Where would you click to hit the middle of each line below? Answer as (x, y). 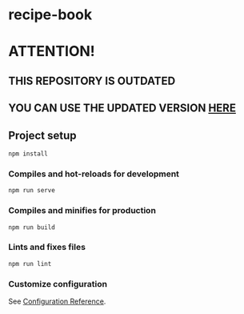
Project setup (43, 135)
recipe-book (50, 15)
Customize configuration (58, 284)
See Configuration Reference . (57, 301)
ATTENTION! (52, 52)
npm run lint (30, 264)
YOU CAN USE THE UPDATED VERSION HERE (122, 109)
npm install (28, 154)
